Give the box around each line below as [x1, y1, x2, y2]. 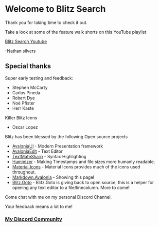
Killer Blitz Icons [5, 115, 37, 121]
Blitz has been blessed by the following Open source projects [5, 133, 128, 140]
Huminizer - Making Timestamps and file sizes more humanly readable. [12, 159, 155, 165]
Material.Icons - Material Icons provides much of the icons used [12, 164, 141, 169]
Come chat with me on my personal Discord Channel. [5, 194, 112, 200]
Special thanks [5, 62, 51, 70]
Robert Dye [12, 95, 35, 101]
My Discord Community [5, 216, 62, 223]
